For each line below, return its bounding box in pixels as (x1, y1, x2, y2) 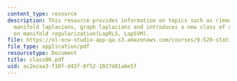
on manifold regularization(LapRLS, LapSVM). (13, 30, 150, 37)
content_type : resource (7, 10, 78, 18)
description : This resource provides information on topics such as (7, 17, 213, 24)
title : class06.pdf (7, 56, 65, 63)
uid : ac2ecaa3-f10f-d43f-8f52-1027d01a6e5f (7, 63, 138, 70)
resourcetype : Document (7, 50, 78, 57)
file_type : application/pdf (7, 43, 90, 50)
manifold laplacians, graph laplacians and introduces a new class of (13, 23, 226, 30)
